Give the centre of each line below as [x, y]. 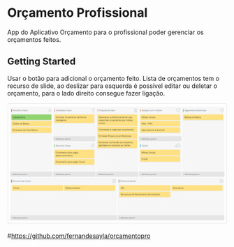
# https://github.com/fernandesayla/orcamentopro [79, 236]
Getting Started [42, 62]
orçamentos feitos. [34, 39]
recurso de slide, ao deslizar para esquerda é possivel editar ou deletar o [112, 86]
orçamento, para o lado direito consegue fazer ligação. [86, 93]
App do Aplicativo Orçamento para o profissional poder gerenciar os [105, 32]
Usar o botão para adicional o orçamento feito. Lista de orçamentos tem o [114, 78]
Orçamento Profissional [78, 13]
